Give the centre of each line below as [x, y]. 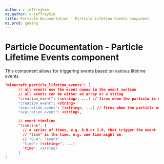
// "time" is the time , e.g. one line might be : [73, 134]
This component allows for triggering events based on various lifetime [75, 71]
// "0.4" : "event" [41, 139]
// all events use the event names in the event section [77, 90]
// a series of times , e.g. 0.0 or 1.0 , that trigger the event [89, 130]
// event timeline [37, 121]
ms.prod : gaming [21, 23]
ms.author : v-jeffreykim [30, 14]
